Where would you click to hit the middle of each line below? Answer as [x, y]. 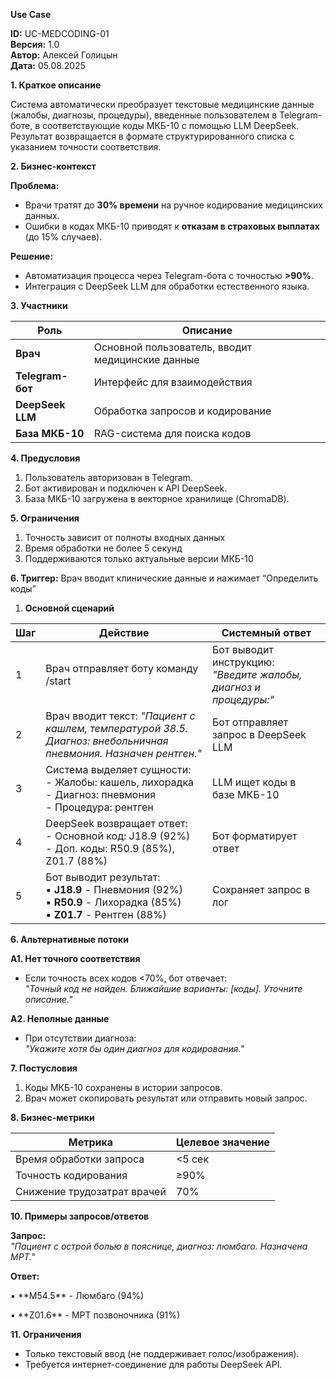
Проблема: [35, 185]
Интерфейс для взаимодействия [173, 382]
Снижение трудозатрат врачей [91, 1191]
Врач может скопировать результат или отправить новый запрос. [166, 1098]
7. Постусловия [44, 1068]
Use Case [31, 14]
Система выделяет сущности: [118, 769]
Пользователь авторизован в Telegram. [108, 477]
